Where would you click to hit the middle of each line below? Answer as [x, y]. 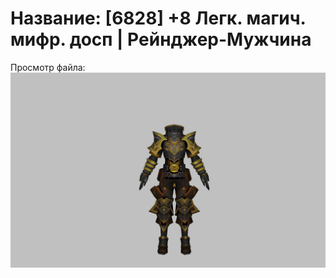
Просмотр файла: [48, 67]
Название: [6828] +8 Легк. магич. [158, 18]
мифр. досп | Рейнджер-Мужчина [161, 39]
